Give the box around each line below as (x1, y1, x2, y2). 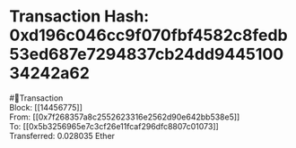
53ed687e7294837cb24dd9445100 (9, 45, 284, 64)
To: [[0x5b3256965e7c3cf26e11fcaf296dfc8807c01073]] (9, 120, 220, 131)
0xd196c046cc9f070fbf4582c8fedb (9, 25, 289, 45)
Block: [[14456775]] (9, 102, 83, 112)
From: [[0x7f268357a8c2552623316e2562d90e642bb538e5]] (9, 111, 240, 122)
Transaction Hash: (9, 6, 150, 27)
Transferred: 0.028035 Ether (9, 130, 115, 141)
